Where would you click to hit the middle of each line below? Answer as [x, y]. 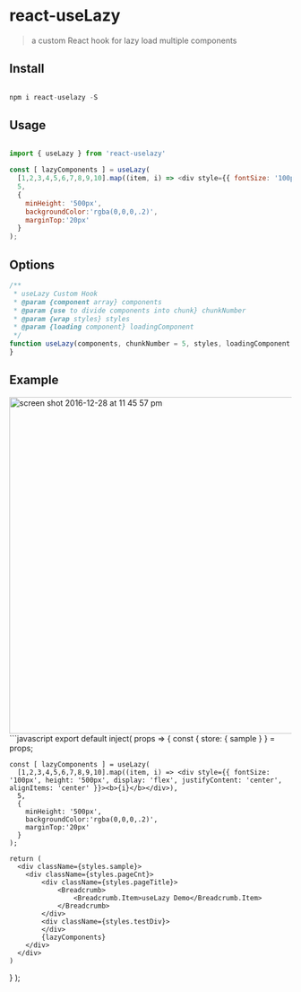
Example [34, 380]
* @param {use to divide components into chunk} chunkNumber [129, 311]
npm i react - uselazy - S [54, 97]
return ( [26, 858]
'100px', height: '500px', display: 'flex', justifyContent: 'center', [146, 780]
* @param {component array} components [88, 302]
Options [32, 264]
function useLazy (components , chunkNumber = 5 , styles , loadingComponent [150, 344]
